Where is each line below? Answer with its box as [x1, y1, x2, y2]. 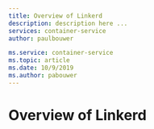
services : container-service [8, 27, 106, 35]
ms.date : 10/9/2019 [8, 64, 74, 73]
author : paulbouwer [8, 34, 74, 43]
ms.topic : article [8, 56, 70, 64]
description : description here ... [8, 19, 128, 27]
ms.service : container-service [8, 49, 114, 57]
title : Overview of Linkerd [8, 11, 103, 20]
